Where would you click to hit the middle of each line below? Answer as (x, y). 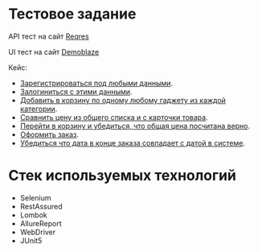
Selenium (35, 197)
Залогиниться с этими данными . (76, 91)
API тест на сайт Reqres (49, 36)
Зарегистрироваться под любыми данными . (96, 83)
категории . (39, 109)
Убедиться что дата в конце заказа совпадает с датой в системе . (132, 143)
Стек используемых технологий (123, 176)
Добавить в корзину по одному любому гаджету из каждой (123, 100)
